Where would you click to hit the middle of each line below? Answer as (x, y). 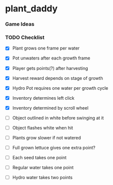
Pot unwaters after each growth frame (51, 58)
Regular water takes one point (43, 168)
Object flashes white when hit (43, 127)
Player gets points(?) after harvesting (50, 68)
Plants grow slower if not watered (47, 137)
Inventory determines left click (43, 98)
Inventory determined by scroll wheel (50, 108)
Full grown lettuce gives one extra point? (54, 148)
